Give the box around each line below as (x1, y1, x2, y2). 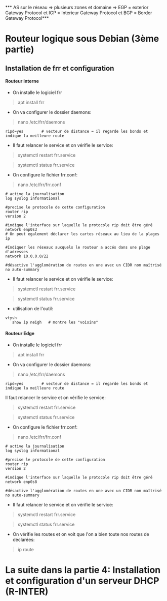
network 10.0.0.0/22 (5, 254, 49, 259)
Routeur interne (5, 78, 39, 84)
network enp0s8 (5, 479, 37, 485)
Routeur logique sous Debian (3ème (5, 33, 159, 45)
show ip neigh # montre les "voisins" (12, 320, 99, 325)
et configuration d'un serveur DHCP (5, 575, 159, 587)
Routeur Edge (5, 330, 34, 337)
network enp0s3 (5, 227, 37, 232)
